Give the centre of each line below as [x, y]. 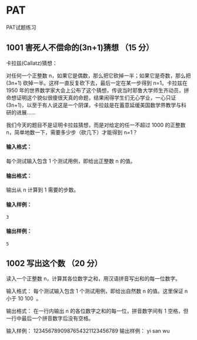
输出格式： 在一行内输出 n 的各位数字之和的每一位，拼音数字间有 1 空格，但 [97, 311]
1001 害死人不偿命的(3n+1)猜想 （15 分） [80, 48]
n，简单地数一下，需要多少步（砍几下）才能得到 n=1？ [72, 132]
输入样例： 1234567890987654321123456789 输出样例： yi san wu [88, 331]
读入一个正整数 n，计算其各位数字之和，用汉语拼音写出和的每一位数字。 [94, 279]
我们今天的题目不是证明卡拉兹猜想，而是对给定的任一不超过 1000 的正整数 [96, 125]
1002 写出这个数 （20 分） [54, 263]
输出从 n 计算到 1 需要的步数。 [43, 190]
